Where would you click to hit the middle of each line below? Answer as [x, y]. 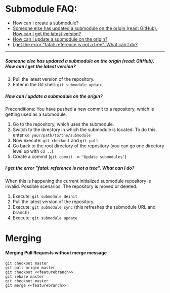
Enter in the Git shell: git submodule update [57, 84]
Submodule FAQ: [41, 9]
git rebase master [25, 277]
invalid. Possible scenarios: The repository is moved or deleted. [71, 186]
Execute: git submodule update [45, 218]
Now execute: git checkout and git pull [55, 140]
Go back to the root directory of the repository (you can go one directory [88, 146]
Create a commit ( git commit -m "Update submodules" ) [69, 156]
